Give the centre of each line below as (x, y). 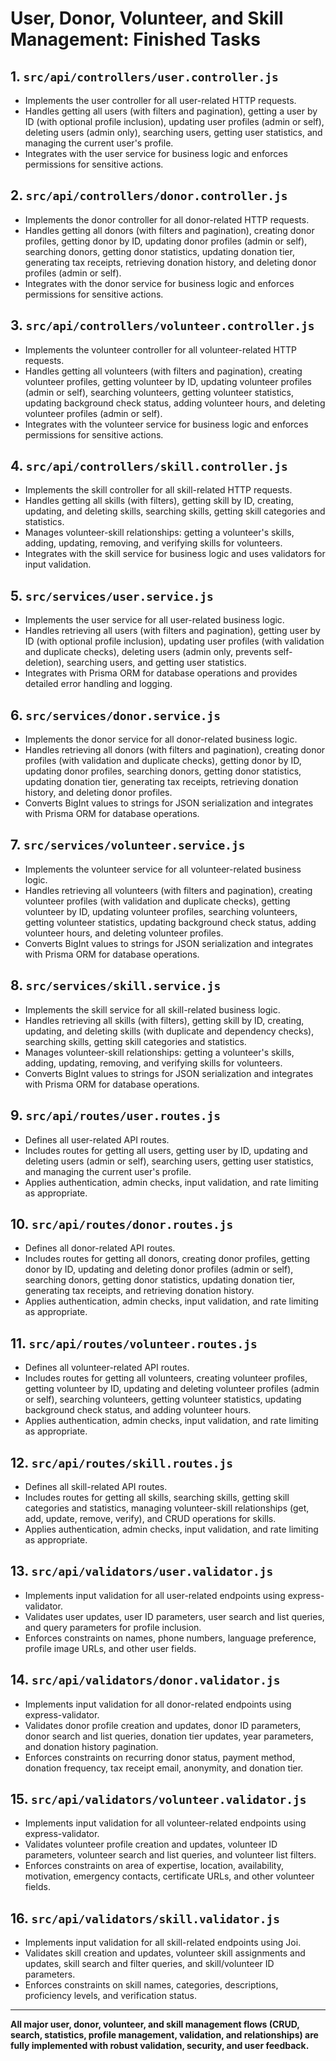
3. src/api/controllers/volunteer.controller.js (162, 325)
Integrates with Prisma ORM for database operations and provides (161, 673)
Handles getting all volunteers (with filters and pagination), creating (163, 371)
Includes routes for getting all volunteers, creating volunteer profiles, (166, 1378)
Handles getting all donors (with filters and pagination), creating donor (169, 230)
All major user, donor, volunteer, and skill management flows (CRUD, (155, 2024)
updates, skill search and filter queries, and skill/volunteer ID (149, 1964)
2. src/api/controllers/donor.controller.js (149, 195)
